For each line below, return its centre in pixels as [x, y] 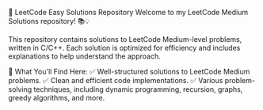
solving [20, 89]
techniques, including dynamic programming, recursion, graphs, [138, 89]
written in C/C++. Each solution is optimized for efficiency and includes [124, 48]
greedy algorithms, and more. [57, 98]
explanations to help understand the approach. [84, 56]
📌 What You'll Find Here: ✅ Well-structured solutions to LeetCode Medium [129, 72]
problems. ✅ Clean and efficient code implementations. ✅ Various [116, 80]
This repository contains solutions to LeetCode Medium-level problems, [125, 39]
